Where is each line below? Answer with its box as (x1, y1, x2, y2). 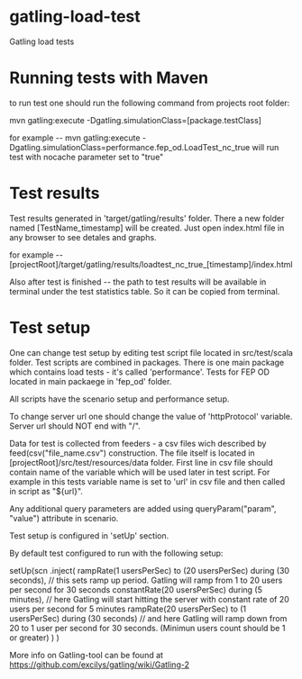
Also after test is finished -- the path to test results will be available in (9, 276, 267, 287)
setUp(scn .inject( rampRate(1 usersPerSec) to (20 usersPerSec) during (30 (9, 565, 290, 575)
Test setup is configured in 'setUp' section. (9, 530, 169, 541)
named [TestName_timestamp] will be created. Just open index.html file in (9, 222, 285, 233)
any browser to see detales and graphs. (9, 231, 157, 242)
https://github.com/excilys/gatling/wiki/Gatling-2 (9, 659, 189, 670)
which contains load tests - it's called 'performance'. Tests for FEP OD (9, 367, 270, 377)
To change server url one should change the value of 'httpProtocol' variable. (9, 411, 293, 421)
